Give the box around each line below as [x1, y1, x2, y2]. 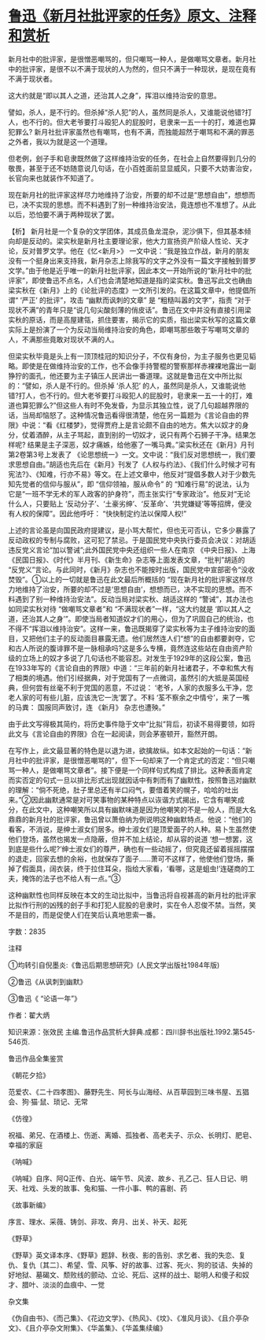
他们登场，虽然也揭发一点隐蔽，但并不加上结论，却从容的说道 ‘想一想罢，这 [8, 834, 253, 843]
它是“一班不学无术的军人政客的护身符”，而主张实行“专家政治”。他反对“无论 [8, 489, 251, 498]
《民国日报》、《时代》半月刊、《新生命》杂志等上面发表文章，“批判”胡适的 [8, 555, 245, 564]
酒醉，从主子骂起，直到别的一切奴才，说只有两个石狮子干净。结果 [35, 430, 249, 439]
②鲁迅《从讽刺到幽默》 [8, 976, 87, 986]
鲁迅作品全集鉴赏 [8, 1054, 64, 1063]
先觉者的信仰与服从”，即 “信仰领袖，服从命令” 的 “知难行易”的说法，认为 [14, 479, 250, 489]
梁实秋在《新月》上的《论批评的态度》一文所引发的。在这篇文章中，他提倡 [8, 285, 249, 295]
